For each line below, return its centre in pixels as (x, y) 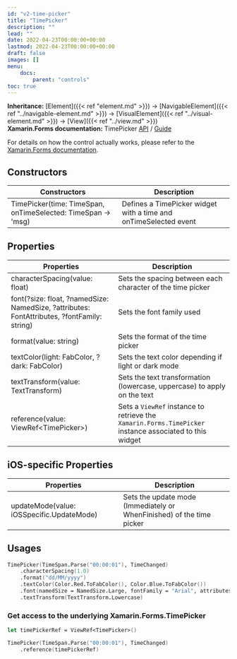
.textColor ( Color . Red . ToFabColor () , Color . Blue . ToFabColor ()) (113, 584)
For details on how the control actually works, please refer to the (101, 143)
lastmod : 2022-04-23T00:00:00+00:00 (61, 47)
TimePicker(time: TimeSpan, (58, 204)
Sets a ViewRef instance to (161, 406)
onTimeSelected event (159, 222)
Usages (24, 548)
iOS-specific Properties (60, 465)
